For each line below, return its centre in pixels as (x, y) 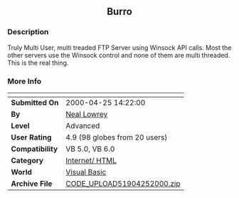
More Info (25, 81)
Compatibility (34, 149)
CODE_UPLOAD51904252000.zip (123, 183)
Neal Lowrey (87, 114)
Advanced (83, 125)
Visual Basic (86, 172)
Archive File (32, 183)
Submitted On (35, 103)
